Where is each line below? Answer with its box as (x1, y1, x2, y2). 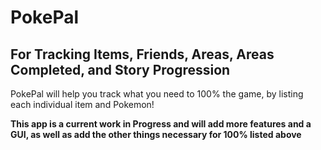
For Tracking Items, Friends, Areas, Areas (10, 46, 275, 63)
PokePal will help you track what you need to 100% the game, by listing (10, 88, 304, 100)
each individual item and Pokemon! (10, 99, 155, 110)
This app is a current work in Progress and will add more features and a (10, 118, 312, 130)
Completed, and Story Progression (10, 61, 231, 78)
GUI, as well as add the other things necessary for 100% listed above (10, 129, 302, 140)
